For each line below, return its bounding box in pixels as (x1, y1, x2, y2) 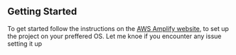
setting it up (7, 39, 43, 48)
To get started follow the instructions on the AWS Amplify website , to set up (7, 24, 230, 32)
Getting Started (7, 6, 77, 18)
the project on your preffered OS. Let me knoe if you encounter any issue (7, 32, 222, 40)
